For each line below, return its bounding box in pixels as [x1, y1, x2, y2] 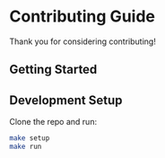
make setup [9, 134, 50, 143]
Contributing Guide [9, 6, 155, 27]
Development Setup [9, 92, 123, 108]
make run [9, 142, 42, 152]
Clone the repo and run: [9, 117, 97, 127]
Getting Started [9, 62, 98, 77]
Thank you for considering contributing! [9, 36, 157, 47]
